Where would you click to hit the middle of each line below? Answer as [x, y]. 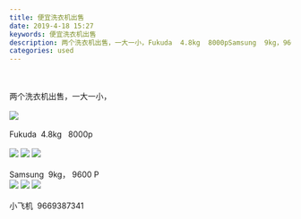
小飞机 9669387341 [47, 206]
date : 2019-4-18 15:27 [52, 26]
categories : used [42, 51]
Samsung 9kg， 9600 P [54, 174]
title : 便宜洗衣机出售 [47, 17]
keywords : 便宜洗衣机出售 [53, 34]
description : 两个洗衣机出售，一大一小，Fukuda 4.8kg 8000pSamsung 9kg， [146, 42]
